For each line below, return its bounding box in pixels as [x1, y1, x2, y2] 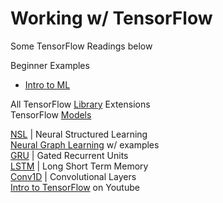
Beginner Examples [10, 59, 90, 71]
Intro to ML [24, 78, 71, 91]
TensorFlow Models [10, 108, 92, 121]
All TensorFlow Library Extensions [10, 98, 151, 110]
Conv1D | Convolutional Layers [10, 170, 137, 182]
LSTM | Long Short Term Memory [10, 160, 149, 172]
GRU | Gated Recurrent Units [10, 149, 129, 161]
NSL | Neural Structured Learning [10, 128, 148, 140]
